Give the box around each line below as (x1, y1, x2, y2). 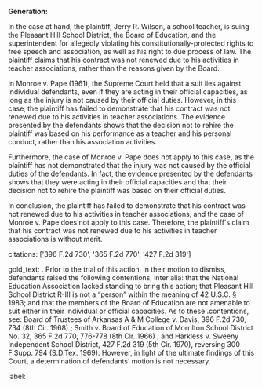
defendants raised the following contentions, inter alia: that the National (8, 273, 239, 282)
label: (8, 372, 26, 381)
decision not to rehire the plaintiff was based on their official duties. (8, 186, 226, 195)
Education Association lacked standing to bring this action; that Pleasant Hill (8, 282, 254, 290)
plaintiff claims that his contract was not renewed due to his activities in (8, 55, 239, 64)
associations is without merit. (8, 235, 103, 243)
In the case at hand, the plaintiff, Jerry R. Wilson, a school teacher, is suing (8, 22, 249, 31)
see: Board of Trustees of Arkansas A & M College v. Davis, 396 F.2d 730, (8, 315, 247, 324)
